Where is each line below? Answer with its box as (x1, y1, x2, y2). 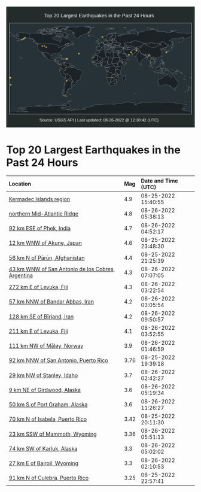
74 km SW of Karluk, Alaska (8, 445, 78, 452)
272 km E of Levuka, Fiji (8, 284, 68, 291)
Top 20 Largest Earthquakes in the (6, 143, 181, 156)
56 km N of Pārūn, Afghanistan (8, 254, 85, 261)
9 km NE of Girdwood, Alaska (8, 386, 81, 393)
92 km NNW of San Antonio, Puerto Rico (8, 357, 109, 364)
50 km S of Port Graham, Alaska (8, 401, 88, 408)
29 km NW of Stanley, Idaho (8, 372, 78, 379)
